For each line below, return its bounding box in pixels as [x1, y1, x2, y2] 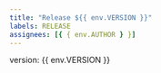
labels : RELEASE [9, 22, 71, 31]
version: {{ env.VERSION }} [9, 55, 111, 66]
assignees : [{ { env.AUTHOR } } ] [9, 30, 136, 39]
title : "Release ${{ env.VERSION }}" [9, 13, 153, 23]
